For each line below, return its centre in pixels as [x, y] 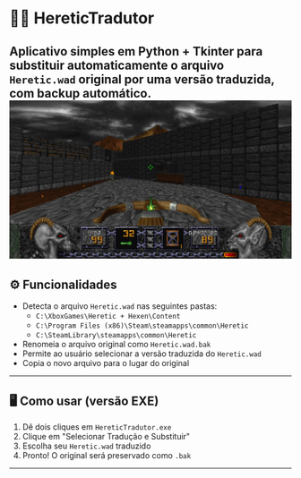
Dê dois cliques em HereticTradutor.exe [97, 427]
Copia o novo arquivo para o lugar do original [106, 363]
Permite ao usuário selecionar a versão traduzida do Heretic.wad [142, 354]
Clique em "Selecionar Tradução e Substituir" [106, 437]
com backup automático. [80, 93]
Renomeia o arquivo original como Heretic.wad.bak [116, 345]
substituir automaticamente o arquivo [117, 65]
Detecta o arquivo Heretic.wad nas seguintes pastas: [120, 306]
